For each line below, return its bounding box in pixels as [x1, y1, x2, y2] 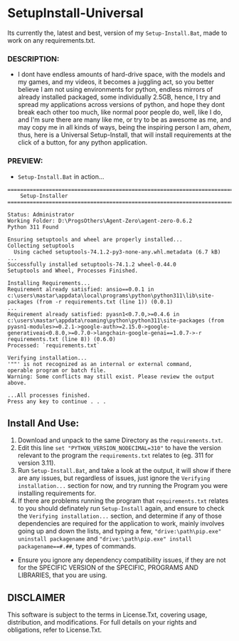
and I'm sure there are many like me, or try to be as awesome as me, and [17, 115, 231, 124]
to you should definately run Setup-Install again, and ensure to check [17, 504, 225, 513]
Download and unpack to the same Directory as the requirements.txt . [17, 436, 223, 444]
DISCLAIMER [7, 591, 65, 603]
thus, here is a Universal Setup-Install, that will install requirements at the [17, 130, 232, 140]
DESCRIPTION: [7, 53, 60, 63]
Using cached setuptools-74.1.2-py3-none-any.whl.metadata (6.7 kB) [14, 248, 221, 256]
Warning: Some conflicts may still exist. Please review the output [7, 372, 215, 380]
